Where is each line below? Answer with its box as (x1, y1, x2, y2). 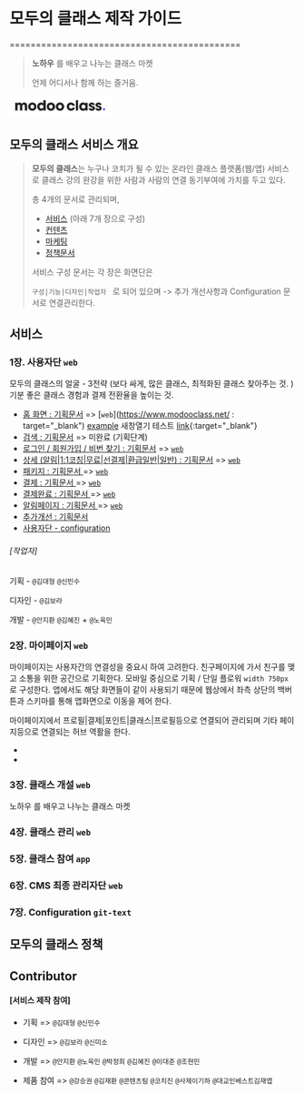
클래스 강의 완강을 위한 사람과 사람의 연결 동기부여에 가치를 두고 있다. (41, 174, 286, 185)
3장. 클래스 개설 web (9, 778, 91, 791)
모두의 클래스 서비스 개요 (9, 137, 139, 153)
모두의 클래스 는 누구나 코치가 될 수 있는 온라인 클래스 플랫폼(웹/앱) (31, 163, 266, 174)
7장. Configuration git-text (9, 906, 132, 918)
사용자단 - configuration (22, 522, 111, 533)
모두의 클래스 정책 (9, 937, 103, 952)
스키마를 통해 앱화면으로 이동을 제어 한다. (25, 695, 172, 706)
